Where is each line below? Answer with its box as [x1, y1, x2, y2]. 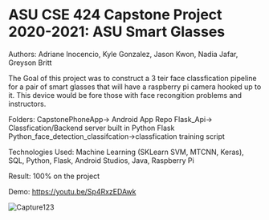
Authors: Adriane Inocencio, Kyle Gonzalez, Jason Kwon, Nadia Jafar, [8, 49, 238, 59]
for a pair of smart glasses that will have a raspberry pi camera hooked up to [8, 82, 262, 92]
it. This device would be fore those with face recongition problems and [8, 90, 243, 100]
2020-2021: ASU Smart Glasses [8, 22, 226, 41]
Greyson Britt [8, 58, 52, 67]
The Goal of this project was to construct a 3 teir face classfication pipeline [8, 73, 257, 83]
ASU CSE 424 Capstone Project [8, 6, 222, 24]
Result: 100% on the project [8, 171, 100, 181]
